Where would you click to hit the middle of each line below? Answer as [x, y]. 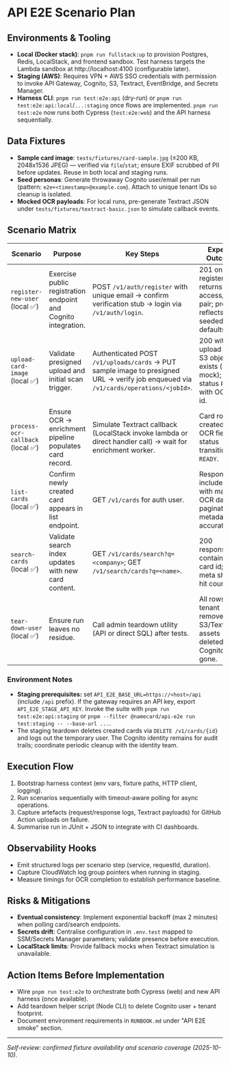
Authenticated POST [125, 353]
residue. [62, 637]
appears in [66, 508]
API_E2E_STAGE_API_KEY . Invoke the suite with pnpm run [93, 708]
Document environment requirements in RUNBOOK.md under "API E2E [112, 1021]
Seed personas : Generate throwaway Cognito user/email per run [108, 179]
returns [210, 287]
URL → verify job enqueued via [142, 379]
